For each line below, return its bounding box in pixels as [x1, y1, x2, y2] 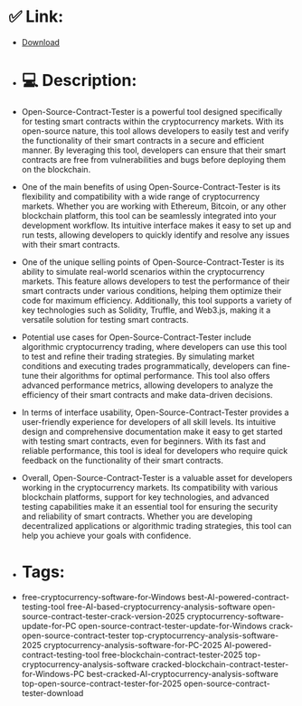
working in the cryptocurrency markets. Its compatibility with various [21, 482, 278, 493]
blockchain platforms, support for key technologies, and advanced [21, 491, 269, 503]
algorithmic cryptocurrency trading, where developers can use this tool [21, 341, 287, 352]
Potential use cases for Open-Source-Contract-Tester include [21, 332, 252, 343]
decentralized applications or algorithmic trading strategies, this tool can [21, 520, 292, 531]
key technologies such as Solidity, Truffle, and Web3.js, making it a [21, 305, 271, 315]
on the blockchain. [21, 164, 91, 174]
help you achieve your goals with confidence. [21, 530, 192, 541]
